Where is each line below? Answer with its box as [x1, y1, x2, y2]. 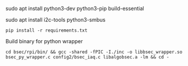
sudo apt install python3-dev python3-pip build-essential [5, 5, 144, 12]
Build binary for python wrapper [5, 38, 83, 44]
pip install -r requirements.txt [5, 27, 88, 33]
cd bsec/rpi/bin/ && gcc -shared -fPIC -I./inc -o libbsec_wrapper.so [5, 49, 183, 55]
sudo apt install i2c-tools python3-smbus [5, 16, 105, 23]
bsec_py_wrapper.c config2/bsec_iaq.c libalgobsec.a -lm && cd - [5, 54, 169, 60]
